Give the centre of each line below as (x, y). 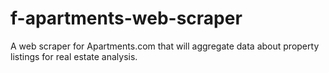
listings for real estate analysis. (74, 56)
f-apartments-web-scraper (126, 18)
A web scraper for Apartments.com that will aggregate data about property (165, 46)
